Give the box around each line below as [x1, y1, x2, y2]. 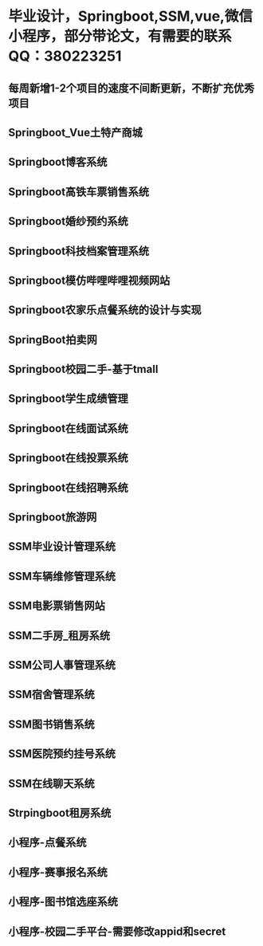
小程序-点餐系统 [8, 836, 87, 850]
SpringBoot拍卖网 [8, 332, 98, 347]
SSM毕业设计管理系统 [8, 540, 116, 554]
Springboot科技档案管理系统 [8, 244, 150, 257]
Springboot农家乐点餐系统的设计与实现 [8, 304, 202, 317]
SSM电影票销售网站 [8, 599, 106, 613]
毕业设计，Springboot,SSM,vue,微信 [8, 7, 253, 26]
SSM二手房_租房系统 [8, 629, 111, 642]
